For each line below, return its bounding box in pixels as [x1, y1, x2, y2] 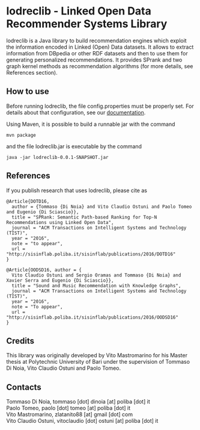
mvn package [6, 132, 36, 138]
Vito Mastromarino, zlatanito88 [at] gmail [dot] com [6, 411, 133, 418]
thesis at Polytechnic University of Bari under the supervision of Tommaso [6, 358, 190, 366]
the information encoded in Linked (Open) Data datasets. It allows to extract [6, 43, 194, 51]
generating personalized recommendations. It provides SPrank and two [6, 56, 183, 63]
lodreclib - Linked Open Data [6, 4, 151, 18]
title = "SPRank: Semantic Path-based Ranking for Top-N [11, 214, 157, 220]
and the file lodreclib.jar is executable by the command [6, 143, 142, 150]
